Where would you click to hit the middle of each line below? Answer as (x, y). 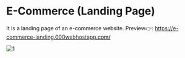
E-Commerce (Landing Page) (81, 11)
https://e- (166, 28)
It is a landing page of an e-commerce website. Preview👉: (80, 28)
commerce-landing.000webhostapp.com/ (59, 37)
